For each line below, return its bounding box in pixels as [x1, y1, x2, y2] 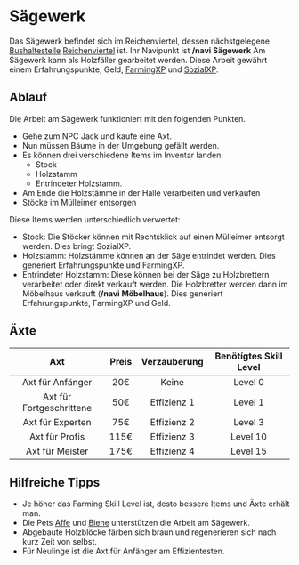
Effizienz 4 [149, 445, 196, 457]
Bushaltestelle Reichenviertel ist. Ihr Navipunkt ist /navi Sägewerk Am [9, 44, 266, 55]
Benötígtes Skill [214, 350, 283, 362]
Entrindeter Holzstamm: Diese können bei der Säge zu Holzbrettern [21, 269, 270, 279]
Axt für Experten [22, 416, 92, 428]
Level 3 [233, 416, 264, 428]
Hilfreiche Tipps [9, 474, 101, 490]
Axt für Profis [29, 430, 85, 442]
